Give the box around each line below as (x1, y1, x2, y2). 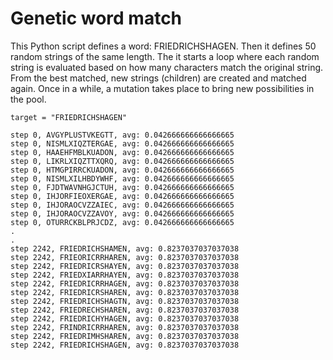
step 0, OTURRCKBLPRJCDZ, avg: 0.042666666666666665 (10, 217, 235, 227)
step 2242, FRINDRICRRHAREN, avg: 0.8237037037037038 (10, 322, 240, 332)
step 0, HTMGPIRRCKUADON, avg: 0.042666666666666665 (10, 165, 235, 175)
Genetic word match (10, 7, 183, 30)
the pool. (10, 93, 47, 105)
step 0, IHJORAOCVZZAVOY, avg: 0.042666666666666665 (10, 208, 235, 219)
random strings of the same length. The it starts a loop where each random (10, 50, 320, 62)
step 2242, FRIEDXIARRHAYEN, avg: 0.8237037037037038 (10, 270, 240, 280)
